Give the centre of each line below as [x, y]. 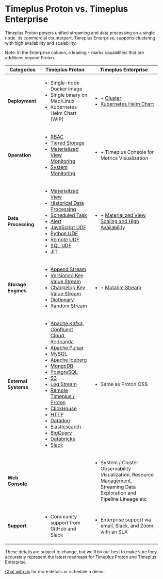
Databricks [63, 439]
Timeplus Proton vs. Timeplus [67, 9]
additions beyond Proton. [30, 57]
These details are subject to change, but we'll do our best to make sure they [81, 552]
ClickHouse [63, 408]
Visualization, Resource [127, 474]
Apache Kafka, [67, 323]
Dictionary [62, 299]
